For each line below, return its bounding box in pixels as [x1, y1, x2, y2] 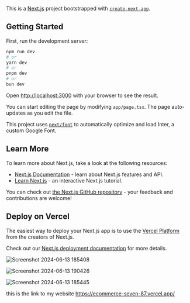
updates [6, 109, 26, 116]
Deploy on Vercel [6, 212, 70, 222]
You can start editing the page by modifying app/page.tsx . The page [6, 103, 171, 110]
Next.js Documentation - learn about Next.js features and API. [14, 171, 164, 178]
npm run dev [6, 49, 35, 54]
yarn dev [6, 60, 27, 66]
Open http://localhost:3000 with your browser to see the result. [6, 92, 159, 99]
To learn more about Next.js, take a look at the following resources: [6, 159, 168, 166]
